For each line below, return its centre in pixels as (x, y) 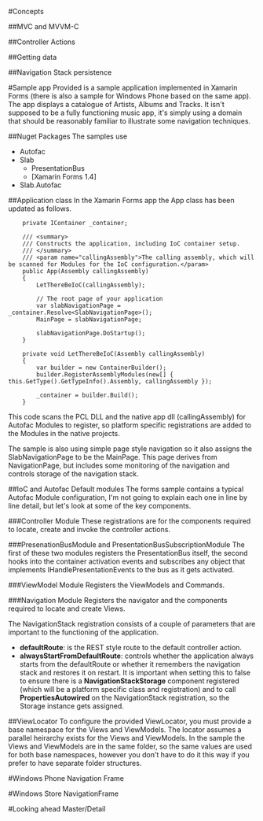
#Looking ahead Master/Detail (57, 809)
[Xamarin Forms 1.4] (64, 177)
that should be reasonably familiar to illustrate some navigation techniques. (130, 121)
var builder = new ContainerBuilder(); (102, 368)
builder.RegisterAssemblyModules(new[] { (105, 375)
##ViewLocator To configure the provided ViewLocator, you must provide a (130, 721)
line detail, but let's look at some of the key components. (100, 506)
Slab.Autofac (40, 185)
